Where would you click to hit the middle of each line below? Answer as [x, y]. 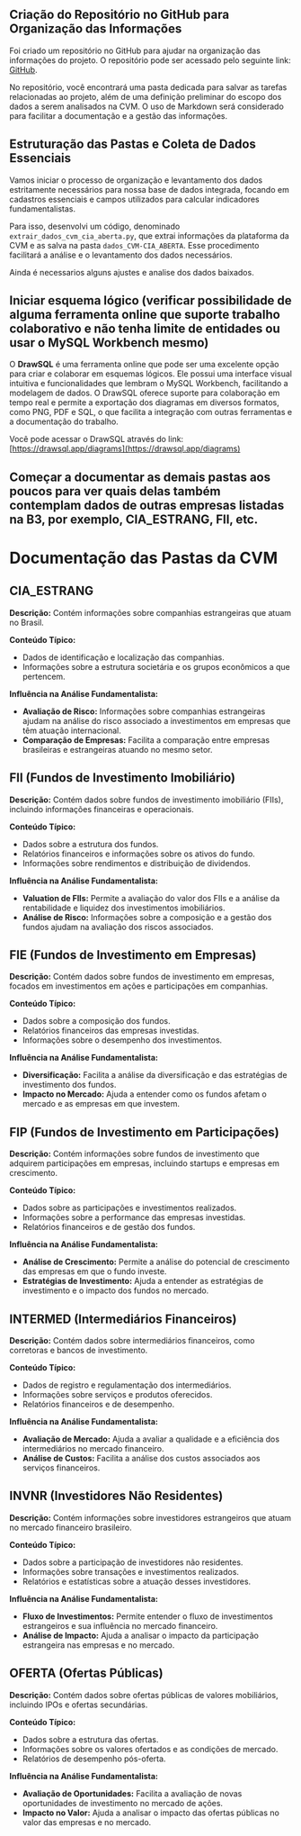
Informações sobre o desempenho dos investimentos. [122, 1040]
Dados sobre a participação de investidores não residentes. [133, 1562]
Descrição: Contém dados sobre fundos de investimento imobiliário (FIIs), [146, 800]
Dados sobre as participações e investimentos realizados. [129, 1208]
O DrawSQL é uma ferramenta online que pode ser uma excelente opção [144, 365]
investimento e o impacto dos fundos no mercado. [115, 1290]
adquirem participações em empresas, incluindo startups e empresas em [145, 1163]
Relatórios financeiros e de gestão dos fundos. [109, 1227]
